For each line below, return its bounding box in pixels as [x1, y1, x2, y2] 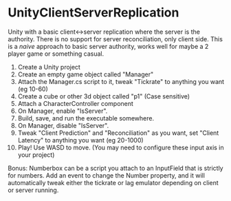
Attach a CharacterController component [17, 99, 133, 107]
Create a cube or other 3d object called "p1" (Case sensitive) [17, 92, 190, 100]
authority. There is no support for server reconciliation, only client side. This [8, 34, 223, 43]
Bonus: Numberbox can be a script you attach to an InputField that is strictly [8, 164, 223, 172]
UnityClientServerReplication [8, 5, 179, 21]
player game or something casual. [8, 50, 104, 58]
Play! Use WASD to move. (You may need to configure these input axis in [17, 143, 224, 151]
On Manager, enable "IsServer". [17, 107, 108, 115]
